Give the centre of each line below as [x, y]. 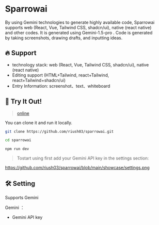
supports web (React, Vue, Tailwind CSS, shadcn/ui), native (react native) [78, 27]
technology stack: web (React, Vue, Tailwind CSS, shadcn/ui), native [80, 64]
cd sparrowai [18, 140]
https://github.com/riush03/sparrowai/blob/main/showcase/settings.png [77, 168]
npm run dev [17, 149]
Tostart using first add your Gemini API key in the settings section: [83, 158]
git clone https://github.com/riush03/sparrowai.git [59, 131]
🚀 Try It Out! [24, 102]
